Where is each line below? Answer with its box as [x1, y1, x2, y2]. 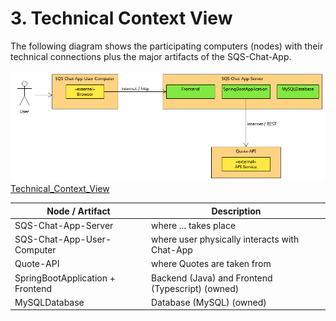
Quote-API [14, 258, 60, 270]
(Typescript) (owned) [150, 282, 240, 294]
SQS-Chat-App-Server [14, 219, 114, 231]
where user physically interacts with [150, 233, 300, 246]
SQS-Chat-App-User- [14, 233, 112, 246]
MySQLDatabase [14, 296, 85, 308]
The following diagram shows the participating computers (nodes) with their [10, 40, 324, 52]
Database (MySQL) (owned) [150, 296, 267, 308]
